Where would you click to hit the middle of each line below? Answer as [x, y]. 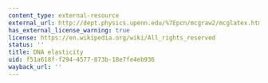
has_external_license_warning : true [69, 30]
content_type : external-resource [64, 15]
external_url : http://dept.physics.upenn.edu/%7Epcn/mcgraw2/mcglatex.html [137, 23]
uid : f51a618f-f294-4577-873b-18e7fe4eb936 [82, 60]
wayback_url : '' [35, 67]
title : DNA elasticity [46, 52]
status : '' [26, 45]
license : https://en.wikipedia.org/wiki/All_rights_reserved [112, 38]
